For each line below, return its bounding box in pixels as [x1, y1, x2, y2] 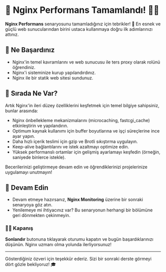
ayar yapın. [12, 133, 36, 139]
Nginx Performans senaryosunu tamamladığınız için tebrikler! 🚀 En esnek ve [5, 21, 161, 27]
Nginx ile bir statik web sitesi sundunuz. [12, 74, 93, 81]
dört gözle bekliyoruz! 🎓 [5, 261, 56, 267]
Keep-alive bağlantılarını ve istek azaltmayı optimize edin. [12, 143, 129, 149]
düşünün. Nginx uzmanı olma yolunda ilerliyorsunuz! [5, 241, 112, 247]
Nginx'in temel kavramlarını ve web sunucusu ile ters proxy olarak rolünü [12, 59, 161, 65]
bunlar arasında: [5, 108, 39, 114]
